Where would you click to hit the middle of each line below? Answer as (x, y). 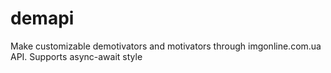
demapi (42, 18)
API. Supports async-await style (76, 56)
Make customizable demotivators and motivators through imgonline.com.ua (166, 46)
